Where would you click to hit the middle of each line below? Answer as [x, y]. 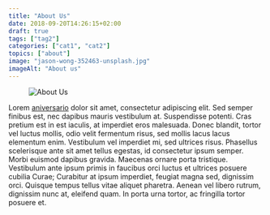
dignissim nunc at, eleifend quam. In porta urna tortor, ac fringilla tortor [127, 193]
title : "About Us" [39, 16]
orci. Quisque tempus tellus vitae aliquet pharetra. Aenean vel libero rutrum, [135, 185]
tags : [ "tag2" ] [34, 39]
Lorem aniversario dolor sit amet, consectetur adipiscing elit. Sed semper [131, 107]
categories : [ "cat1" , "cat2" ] [60, 46]
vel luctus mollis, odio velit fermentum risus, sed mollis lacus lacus [119, 133]
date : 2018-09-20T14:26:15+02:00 [65, 24]
